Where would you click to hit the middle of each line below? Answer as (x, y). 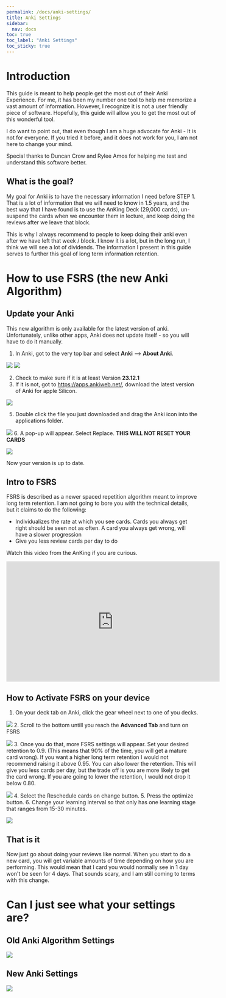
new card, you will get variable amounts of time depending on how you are (100, 861)
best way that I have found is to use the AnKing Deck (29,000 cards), (93, 209)
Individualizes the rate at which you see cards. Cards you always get (101, 522)
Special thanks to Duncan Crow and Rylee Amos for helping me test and (97, 156)
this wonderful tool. (31, 119)
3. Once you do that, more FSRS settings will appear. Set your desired (101, 744)
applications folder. (39, 420)
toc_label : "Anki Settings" (42, 40)
